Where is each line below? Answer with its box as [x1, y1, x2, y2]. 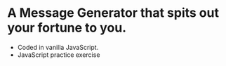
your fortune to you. [7, 20, 127, 36]
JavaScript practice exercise [17, 51, 100, 59]
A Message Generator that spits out [7, 5, 220, 21]
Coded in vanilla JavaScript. [17, 43, 99, 51]
